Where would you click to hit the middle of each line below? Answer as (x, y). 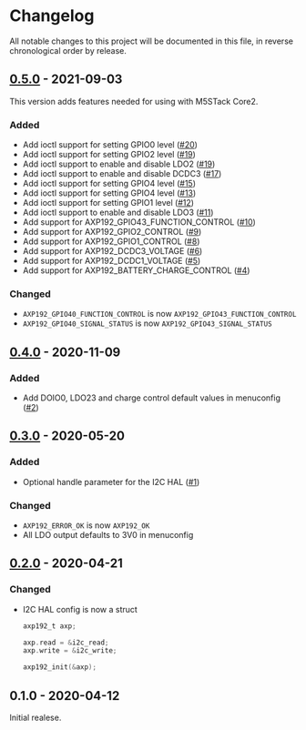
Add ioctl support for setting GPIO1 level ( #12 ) (108, 203)
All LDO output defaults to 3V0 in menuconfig (108, 535)
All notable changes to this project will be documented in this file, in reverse (152, 41)
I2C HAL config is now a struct (80, 609)
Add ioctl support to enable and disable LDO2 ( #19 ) (119, 164)
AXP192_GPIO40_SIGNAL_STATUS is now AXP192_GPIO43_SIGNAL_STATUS (147, 323)
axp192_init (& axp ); (60, 667)
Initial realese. (36, 718)
